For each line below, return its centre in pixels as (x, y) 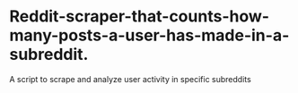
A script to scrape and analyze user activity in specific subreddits (130, 79)
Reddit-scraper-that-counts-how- (140, 17)
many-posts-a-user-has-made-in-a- (149, 35)
